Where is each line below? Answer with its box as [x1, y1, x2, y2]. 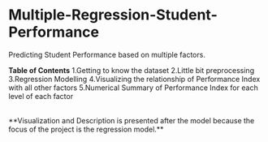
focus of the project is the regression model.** [8, 124, 164, 134]
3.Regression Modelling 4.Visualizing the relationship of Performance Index [8, 74, 261, 84]
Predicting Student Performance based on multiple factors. [8, 49, 205, 59]
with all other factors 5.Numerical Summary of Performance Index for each [8, 83, 258, 93]
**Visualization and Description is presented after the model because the [8, 115, 255, 125]
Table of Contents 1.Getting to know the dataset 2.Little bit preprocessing [8, 65, 254, 75]
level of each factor [8, 91, 74, 101]
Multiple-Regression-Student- [8, 6, 218, 24]
